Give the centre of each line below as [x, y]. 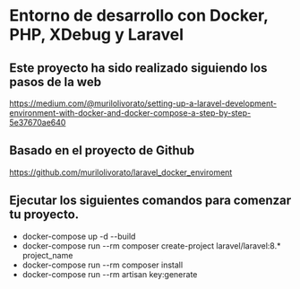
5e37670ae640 [38, 123]
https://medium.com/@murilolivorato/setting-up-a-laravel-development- [143, 103]
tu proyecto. [44, 215]
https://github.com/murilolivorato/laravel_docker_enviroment [121, 172]
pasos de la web [55, 82]
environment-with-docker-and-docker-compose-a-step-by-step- [130, 113]
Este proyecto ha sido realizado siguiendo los [138, 68]
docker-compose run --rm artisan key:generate [110, 274]
